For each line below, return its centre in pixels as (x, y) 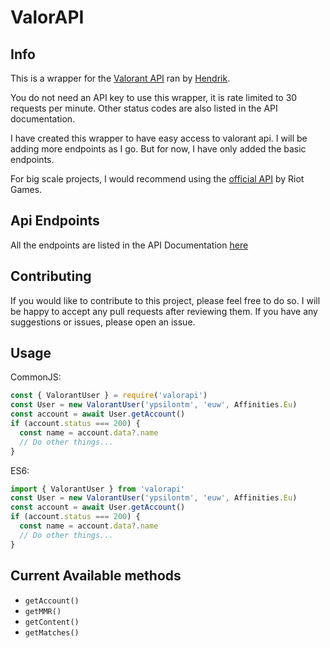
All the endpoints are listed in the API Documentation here (129, 245)
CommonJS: (36, 377)
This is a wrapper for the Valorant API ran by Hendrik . (120, 78)
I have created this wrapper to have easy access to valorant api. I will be (159, 138)
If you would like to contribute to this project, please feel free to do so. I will (165, 300)
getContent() (52, 622)
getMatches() (52, 632)
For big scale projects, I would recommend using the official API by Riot (157, 179)
